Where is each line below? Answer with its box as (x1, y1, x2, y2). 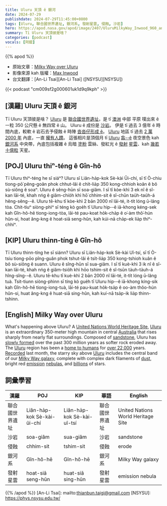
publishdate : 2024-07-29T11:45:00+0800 (5, 16, 88, 21)
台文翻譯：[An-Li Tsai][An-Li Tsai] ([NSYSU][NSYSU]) (12, 76, 123, 82)
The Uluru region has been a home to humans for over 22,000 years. (5, 345, 146, 351)
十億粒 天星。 (5, 147, 33, 153)
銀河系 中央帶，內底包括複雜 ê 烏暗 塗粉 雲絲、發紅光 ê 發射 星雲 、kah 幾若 (5, 140, 160, 147)
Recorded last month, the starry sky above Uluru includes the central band (5, 350, 158, 356)
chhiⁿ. (5, 222, 17, 228)
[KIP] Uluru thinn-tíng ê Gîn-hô (5, 236, 102, 245)
